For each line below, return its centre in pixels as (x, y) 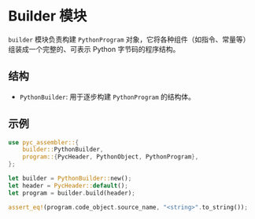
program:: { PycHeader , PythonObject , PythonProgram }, (111, 157)
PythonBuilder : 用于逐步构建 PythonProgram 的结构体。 (107, 97)
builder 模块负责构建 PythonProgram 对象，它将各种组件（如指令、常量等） (129, 39)
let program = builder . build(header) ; (72, 193)
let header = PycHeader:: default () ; (68, 185)
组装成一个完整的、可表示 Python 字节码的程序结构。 (94, 49)
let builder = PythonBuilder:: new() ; (70, 179)
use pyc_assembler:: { (44, 142)
